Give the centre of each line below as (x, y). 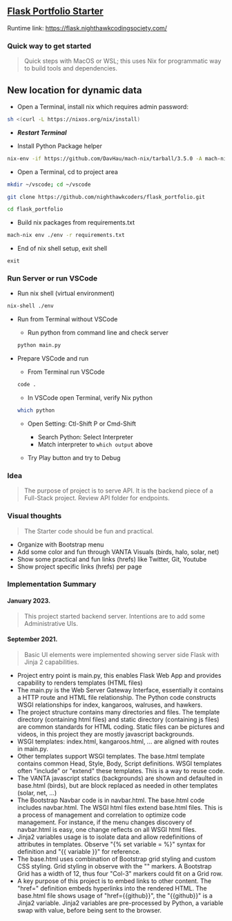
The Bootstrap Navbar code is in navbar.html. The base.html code (111, 800)
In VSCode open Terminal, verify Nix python (90, 398)
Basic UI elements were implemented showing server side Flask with (122, 654)
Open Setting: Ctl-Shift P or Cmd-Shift (82, 424)
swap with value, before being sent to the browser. (89, 910)
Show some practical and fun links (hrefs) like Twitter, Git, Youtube (112, 559)
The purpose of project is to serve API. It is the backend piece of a (118, 491)
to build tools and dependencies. (71, 68)
